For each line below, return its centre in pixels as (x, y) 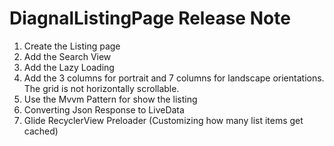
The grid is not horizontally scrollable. (101, 88)
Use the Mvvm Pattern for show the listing (110, 99)
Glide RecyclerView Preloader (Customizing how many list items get (163, 120)
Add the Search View (67, 56)
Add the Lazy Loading (69, 67)
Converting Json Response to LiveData (104, 109)
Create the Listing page (72, 46)
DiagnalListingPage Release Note (150, 18)
